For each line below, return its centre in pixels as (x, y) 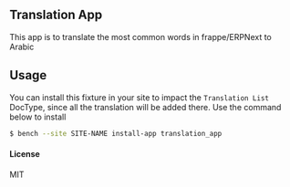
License (25, 154)
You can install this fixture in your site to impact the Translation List (140, 97)
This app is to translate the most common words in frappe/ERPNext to (140, 36)
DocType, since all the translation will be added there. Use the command (145, 107)
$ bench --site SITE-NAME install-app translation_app (116, 133)
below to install (38, 117)
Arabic (22, 47)
